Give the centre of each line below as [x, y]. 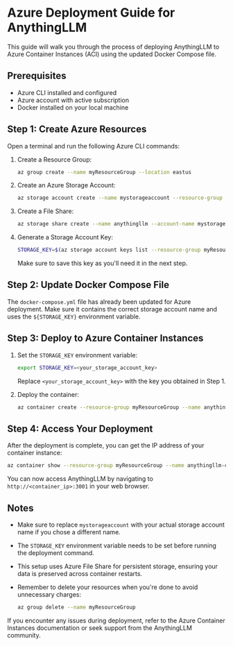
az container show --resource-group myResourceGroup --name [96, 466]
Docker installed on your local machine [73, 107]
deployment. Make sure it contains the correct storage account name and [112, 309]
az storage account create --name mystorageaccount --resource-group [120, 198]
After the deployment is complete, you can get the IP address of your [106, 445]
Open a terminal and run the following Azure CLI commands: [94, 146]
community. [24, 635]
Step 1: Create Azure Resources [77, 129]
